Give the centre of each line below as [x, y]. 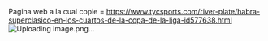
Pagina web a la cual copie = [56, 12]
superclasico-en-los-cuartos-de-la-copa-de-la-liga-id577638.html [121, 20]
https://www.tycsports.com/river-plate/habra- [183, 12]
